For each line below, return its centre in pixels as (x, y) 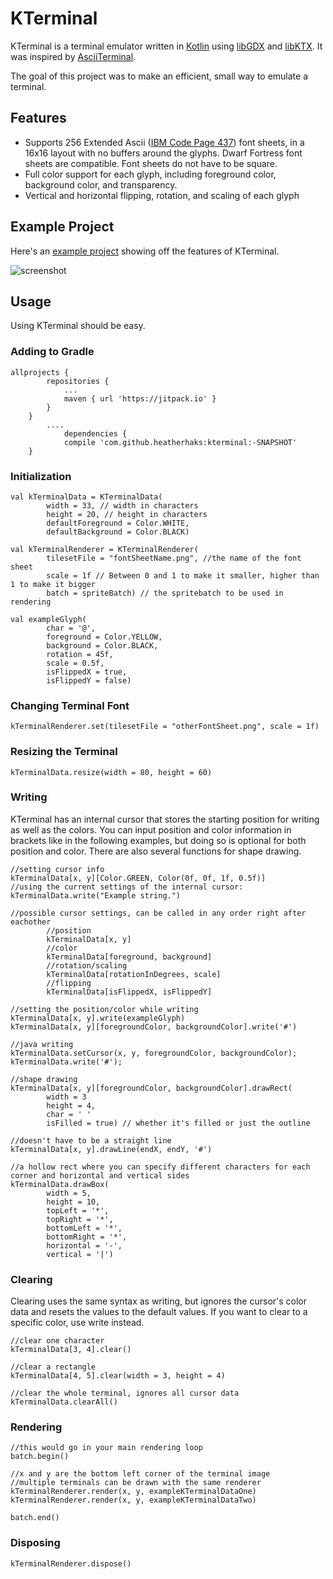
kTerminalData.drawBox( (60, 1184)
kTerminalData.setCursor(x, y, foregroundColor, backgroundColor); (154, 1053)
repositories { (78, 381)
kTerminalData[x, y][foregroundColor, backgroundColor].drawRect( (151, 1088)
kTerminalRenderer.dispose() (71, 1563)
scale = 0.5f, (75, 663)
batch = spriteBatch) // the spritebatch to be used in (165, 593)
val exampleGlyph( (48, 619)
